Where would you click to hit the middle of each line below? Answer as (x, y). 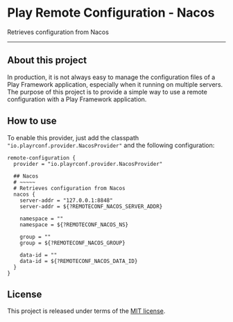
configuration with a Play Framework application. (77, 99)
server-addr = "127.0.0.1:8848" (66, 200)
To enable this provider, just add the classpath (73, 137)
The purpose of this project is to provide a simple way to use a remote (107, 92)
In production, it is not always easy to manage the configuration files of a (111, 77)
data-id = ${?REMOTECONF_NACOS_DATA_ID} (79, 261)
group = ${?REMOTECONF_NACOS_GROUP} (73, 243)
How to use (32, 121)
